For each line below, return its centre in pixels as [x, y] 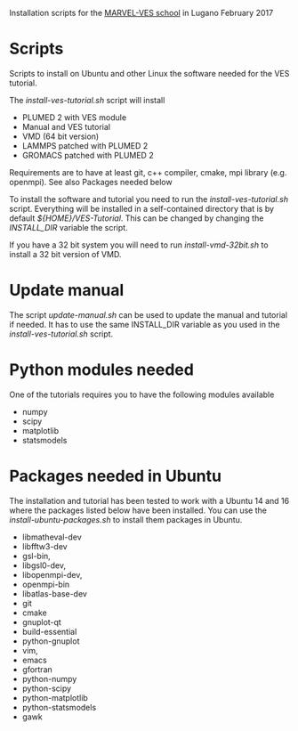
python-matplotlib [55, 697]
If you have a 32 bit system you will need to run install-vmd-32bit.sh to [139, 245]
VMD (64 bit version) [60, 136]
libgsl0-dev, [44, 565]
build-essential [49, 631]
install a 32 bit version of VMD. [65, 254]
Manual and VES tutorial [66, 126]
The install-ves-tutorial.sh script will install [87, 100]
